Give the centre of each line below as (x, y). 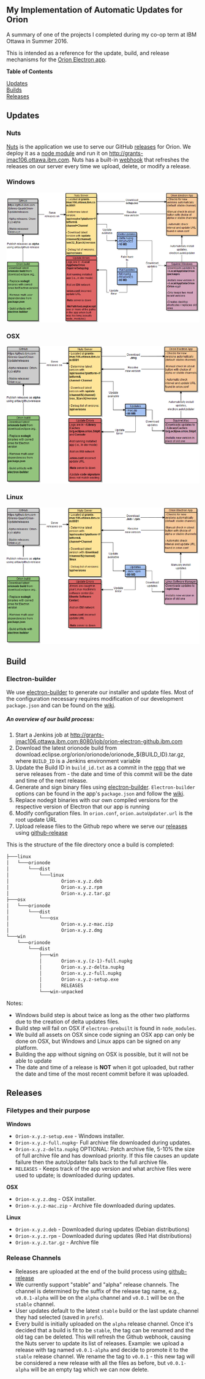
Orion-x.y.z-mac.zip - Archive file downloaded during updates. (95, 1205)
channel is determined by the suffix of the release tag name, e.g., (97, 1291)
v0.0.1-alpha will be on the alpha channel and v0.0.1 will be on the (100, 1297)
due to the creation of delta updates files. (67, 1022)
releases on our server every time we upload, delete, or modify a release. (99, 166)
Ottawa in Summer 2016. (37, 41)
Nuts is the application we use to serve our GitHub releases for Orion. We (99, 146)
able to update (33, 1061)
